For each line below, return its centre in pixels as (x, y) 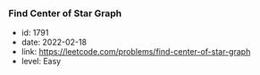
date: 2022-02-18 (54, 42)
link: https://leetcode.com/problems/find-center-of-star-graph (136, 52)
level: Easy (41, 62)
